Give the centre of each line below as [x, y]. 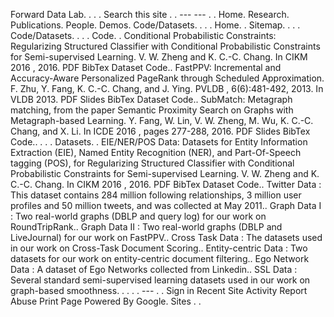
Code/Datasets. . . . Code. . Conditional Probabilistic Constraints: [143, 35]
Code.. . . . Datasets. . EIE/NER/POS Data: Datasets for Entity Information [159, 142]
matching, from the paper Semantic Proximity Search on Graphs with [152, 110]
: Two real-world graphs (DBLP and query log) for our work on [138, 216]
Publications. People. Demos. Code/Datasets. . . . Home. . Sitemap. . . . [155, 25]
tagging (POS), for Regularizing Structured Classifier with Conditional [152, 163]
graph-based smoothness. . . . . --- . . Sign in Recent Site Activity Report [159, 290]
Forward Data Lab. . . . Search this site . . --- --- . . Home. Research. [150, 14]
